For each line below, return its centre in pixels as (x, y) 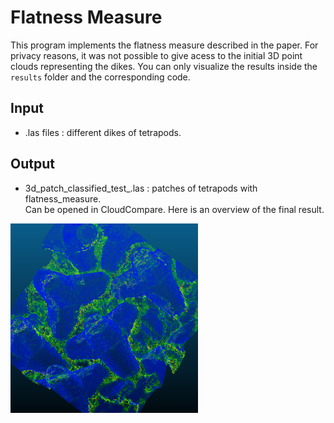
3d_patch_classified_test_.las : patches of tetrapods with (141, 188)
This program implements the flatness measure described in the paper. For (164, 45)
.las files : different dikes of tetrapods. (103, 132)
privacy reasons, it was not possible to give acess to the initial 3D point (156, 55)
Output (32, 164)
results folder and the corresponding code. (100, 77)
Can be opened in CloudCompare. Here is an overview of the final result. (174, 209)
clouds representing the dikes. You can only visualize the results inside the (164, 66)
